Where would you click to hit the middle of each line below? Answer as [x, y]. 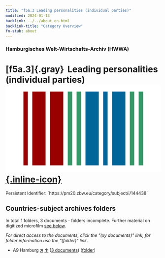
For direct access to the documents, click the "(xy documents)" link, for [78, 235]
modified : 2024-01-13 [28, 16]
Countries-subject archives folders [61, 209]
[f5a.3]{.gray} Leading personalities [82, 69]
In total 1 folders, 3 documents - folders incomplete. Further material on [78, 220]
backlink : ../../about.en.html [38, 21]
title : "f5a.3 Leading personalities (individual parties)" [69, 10]
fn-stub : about [21, 31]
